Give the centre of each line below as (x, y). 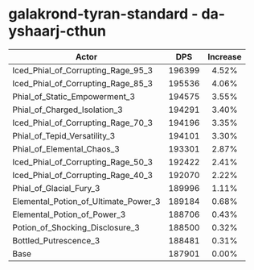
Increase (225, 56)
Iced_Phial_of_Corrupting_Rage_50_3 (83, 162)
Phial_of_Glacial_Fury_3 (56, 188)
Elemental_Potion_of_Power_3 (69, 214)
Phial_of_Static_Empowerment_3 (74, 96)
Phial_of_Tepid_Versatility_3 (64, 135)
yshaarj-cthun (57, 31)
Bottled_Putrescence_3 (56, 240)
